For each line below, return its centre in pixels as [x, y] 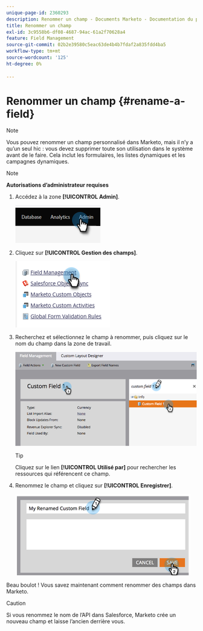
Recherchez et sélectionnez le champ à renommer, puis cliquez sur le [101, 337]
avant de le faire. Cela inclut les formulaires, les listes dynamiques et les [96, 155]
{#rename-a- [152, 101]
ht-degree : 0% [24, 64]
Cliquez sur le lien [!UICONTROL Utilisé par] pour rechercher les [95, 467]
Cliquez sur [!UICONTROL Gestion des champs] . [76, 253]
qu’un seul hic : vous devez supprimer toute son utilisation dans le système [100, 149]
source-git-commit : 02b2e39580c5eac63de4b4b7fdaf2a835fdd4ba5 [86, 45]
